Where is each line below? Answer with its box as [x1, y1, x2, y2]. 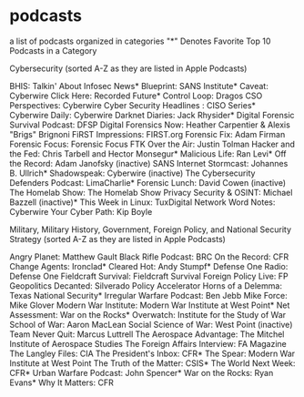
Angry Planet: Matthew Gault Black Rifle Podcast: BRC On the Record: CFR [9, 251, 289, 262]
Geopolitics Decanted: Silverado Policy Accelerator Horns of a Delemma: [9, 280, 282, 291]
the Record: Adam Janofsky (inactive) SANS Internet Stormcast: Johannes [9, 158, 289, 168]
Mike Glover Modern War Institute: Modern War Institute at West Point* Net [9, 300, 290, 310]
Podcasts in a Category [9, 45, 97, 56]
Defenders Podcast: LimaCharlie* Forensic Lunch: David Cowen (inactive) [9, 177, 287, 188]
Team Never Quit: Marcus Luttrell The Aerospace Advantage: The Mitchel [9, 329, 285, 340]
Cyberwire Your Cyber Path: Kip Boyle [9, 206, 153, 217]
